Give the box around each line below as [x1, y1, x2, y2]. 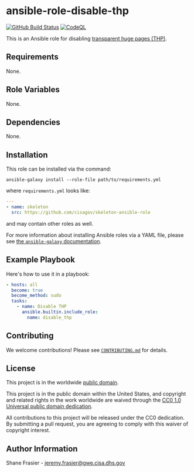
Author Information [6, 444, 78, 454]
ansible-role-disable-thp [6, 4, 129, 18]
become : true [11, 287, 43, 293]
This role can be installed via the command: [6, 166, 111, 173]
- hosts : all [6, 282, 38, 287]
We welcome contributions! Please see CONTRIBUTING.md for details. [6, 346, 168, 353]
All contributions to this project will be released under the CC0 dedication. [6, 414, 185, 421]
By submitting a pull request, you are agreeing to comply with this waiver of [6, 420, 189, 427]
